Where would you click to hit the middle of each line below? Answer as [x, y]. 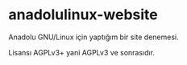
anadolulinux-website [83, 15]
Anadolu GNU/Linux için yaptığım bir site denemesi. [93, 37]
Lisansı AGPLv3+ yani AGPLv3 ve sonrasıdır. [82, 52]
